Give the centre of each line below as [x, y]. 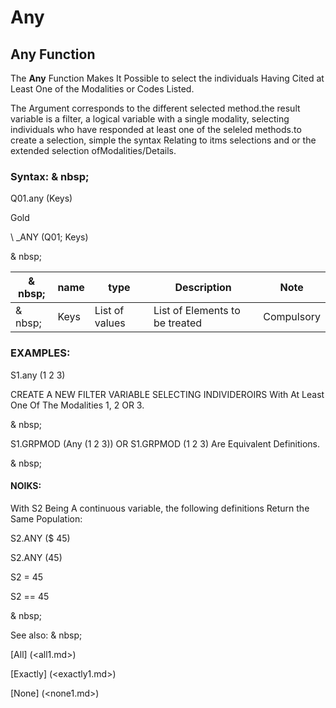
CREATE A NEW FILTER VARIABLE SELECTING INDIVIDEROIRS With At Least [167, 394]
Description [203, 288]
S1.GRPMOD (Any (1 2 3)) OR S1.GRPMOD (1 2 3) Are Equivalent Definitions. [165, 443]
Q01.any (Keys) [41, 198]
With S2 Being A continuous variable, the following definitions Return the [160, 508]
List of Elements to [197, 311]
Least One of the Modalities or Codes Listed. [102, 89]
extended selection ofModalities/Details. [93, 150]
